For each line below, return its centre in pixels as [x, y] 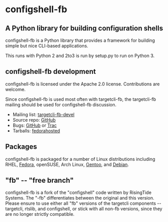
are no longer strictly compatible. [40, 214]
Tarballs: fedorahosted [36, 130]
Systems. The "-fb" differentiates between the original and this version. [80, 198]
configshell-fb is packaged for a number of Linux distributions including [80, 159]
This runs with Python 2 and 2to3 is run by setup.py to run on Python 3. [80, 55]
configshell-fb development [51, 72]
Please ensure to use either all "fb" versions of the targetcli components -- [83, 203]
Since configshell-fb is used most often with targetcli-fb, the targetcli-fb [81, 99]
